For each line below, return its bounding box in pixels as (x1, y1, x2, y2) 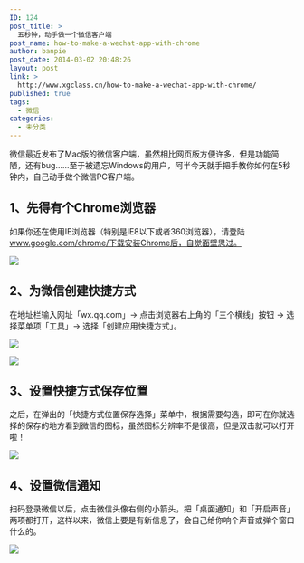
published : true (9, 89, 71, 98)
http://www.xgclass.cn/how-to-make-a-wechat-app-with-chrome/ (17, 81, 257, 90)
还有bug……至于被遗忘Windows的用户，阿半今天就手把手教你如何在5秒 (24, 160, 291, 170)
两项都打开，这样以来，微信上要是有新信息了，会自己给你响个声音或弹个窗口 (9, 515, 295, 526)
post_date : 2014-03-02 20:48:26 (9, 55, 131, 64)
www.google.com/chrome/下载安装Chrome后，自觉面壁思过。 (9, 237, 242, 248)
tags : (9, 97, 30, 107)
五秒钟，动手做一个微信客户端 (17, 30, 112, 39)
